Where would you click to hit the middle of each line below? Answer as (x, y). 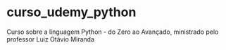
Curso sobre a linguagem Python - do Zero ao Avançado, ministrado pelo (113, 32)
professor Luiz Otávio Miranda (51, 39)
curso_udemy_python (71, 12)
